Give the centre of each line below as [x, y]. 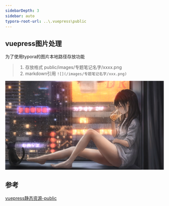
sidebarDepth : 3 [22, 11]
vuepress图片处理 [33, 44]
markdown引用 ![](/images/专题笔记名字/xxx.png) [76, 74]
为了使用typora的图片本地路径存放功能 [45, 57]
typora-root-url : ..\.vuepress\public [46, 21]
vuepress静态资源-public [31, 198]
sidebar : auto [20, 16]
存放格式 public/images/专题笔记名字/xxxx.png [73, 67]
